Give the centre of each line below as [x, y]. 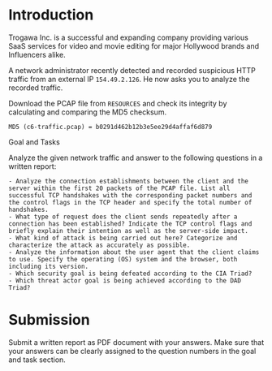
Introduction [51, 15]
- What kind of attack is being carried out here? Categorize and [123, 238]
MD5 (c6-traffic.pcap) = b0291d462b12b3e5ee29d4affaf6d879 [110, 127]
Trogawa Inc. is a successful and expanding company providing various [129, 37]
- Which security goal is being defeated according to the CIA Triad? [130, 274]
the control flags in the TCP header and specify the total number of [130, 202]
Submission [50, 320]
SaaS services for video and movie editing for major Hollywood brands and [134, 45]
